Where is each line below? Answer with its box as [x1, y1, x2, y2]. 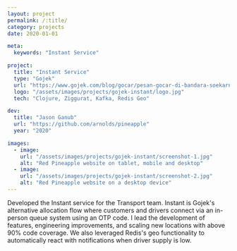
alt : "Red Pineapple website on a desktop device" [20, 179, 172, 187]
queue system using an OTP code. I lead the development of [29, 213, 206, 222]
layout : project [7, 10, 55, 18]
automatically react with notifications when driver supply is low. [7, 235, 192, 244]
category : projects [7, 23, 65, 30]
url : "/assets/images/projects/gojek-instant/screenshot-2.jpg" [20, 173, 213, 180]
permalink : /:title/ [7, 17, 68, 24]
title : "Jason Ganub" [13, 114, 78, 121]
